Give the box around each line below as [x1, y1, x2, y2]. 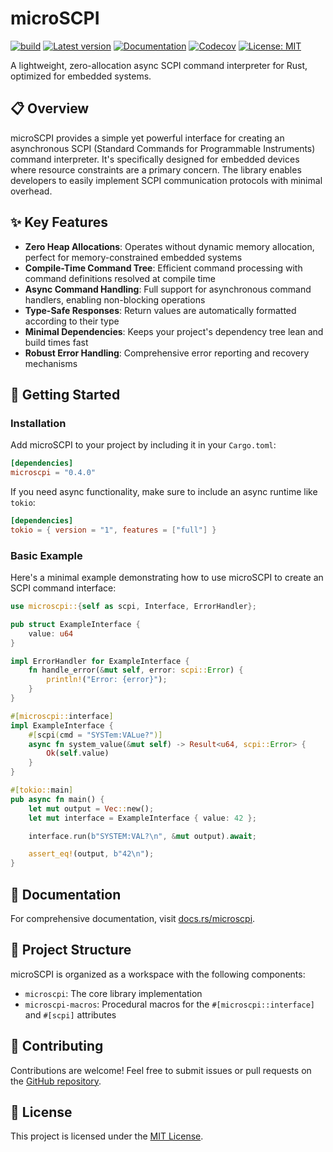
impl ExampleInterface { [10, 720, 114, 731]
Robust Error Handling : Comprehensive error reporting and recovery [24, 347, 310, 359]
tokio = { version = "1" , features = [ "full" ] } [10, 525, 217, 535]
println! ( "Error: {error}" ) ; [46, 675, 168, 685]
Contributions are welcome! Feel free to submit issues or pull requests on [10, 1064, 312, 1076]
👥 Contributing [10, 1038, 104, 1055]
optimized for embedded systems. [10, 70, 152, 82]
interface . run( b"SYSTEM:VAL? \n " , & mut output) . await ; [28, 831, 257, 841]
